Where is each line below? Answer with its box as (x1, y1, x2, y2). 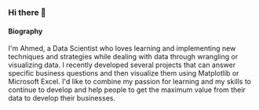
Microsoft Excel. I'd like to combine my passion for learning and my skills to (8, 77, 252, 87)
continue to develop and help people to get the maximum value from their (8, 85, 246, 94)
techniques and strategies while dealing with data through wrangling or (8, 52, 239, 62)
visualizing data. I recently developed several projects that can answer (8, 60, 236, 69)
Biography (8, 27, 43, 36)
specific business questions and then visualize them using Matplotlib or (8, 69, 239, 78)
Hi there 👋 (8, 7, 47, 18)
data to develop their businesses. (8, 94, 116, 103)
